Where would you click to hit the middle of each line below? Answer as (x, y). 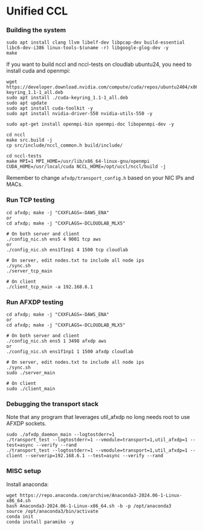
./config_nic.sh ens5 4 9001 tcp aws (54, 239)
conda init (20, 516)
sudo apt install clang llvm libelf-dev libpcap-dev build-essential (96, 43)
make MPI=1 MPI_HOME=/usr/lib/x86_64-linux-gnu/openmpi (78, 162)
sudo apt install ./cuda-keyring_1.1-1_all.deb (67, 98)
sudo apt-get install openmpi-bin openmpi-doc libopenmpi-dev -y (90, 124)
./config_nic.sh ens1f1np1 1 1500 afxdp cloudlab (70, 352)
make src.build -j (29, 140)
